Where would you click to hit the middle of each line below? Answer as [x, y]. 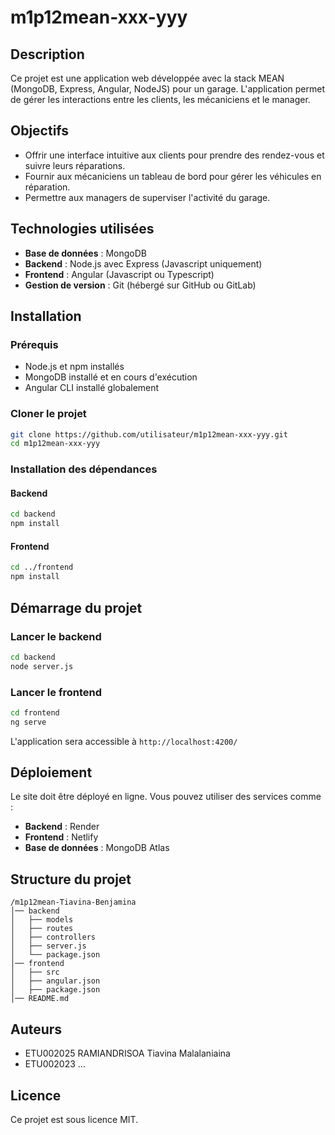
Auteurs [36, 1029]
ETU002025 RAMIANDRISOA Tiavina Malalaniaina [127, 1053]
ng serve [28, 722]
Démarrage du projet [76, 607]
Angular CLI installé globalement [92, 388]
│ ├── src [35, 972]
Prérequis [34, 344]
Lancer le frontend [56, 692]
